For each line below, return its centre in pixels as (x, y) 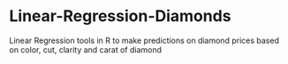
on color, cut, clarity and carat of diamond (85, 49)
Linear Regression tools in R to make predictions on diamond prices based (144, 40)
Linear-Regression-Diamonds (120, 16)
